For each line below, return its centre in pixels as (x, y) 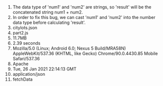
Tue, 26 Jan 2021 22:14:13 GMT (45, 69)
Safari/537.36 (26, 59)
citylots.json (25, 28)
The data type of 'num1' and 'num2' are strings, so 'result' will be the (82, 7)
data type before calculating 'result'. (49, 22)
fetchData (23, 79)
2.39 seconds (26, 43)
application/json (29, 74)
